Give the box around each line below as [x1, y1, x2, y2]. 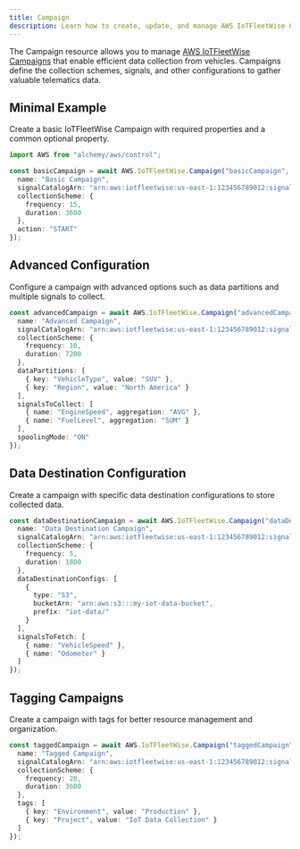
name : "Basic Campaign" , [17, 175, 110, 184]
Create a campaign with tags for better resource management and [9, 714, 253, 724]
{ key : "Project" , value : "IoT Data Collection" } [25, 815, 218, 824]
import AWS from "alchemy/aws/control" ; [9, 151, 162, 160]
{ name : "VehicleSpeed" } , [25, 640, 126, 650]
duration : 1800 [25, 557, 82, 567]
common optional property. [9, 133, 110, 144]
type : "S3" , [32, 591, 78, 600]
